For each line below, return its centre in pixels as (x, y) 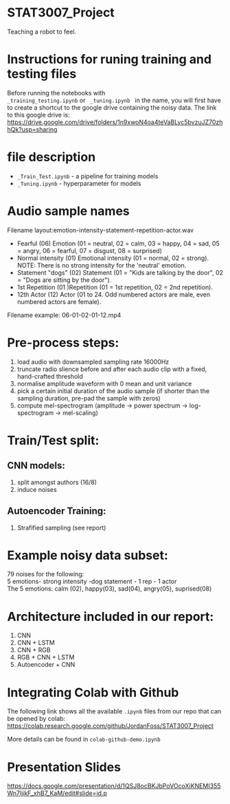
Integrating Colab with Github (93, 693)
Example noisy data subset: (88, 555)
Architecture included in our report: (111, 616)
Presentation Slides (64, 767)
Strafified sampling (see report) (61, 528)
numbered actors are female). (59, 301)
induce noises (37, 489)
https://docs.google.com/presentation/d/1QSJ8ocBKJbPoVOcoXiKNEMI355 (114, 786)
